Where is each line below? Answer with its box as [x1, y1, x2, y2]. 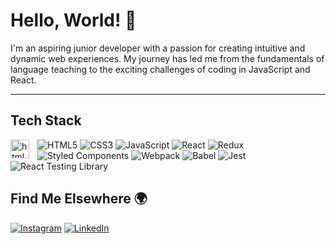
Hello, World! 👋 [10, 9, 137, 32]
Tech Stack [10, 112, 82, 129]
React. [10, 74, 37, 86]
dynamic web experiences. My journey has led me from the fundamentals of [10, 52, 325, 64]
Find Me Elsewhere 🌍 [10, 190, 148, 208]
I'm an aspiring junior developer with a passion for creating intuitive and [10, 42, 306, 54]
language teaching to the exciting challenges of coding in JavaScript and [10, 63, 311, 75]
